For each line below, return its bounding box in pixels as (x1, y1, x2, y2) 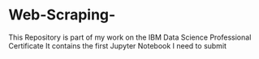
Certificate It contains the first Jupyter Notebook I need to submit (8, 40, 227, 50)
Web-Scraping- (8, 6, 116, 24)
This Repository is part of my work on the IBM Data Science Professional (8, 32, 252, 42)
